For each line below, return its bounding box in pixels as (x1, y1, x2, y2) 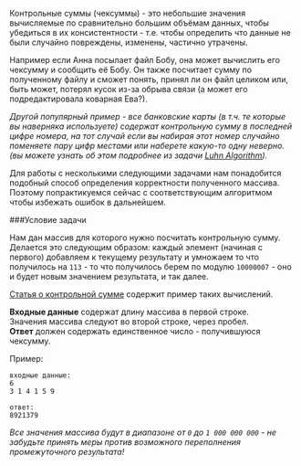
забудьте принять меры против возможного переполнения (9, 437, 242, 447)
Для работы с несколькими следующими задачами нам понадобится (9, 168, 282, 178)
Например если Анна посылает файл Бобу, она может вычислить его (9, 55, 281, 65)
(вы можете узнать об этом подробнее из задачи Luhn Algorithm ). (9, 150, 268, 161)
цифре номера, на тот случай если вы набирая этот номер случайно (9, 131, 280, 141)
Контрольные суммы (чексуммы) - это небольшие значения (9, 8, 246, 18)
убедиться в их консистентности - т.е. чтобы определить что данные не (9, 27, 292, 37)
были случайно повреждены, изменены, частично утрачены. (9, 37, 248, 48)
